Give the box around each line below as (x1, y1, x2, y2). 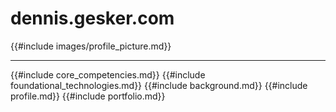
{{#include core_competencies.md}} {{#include (10, 68, 206, 81)
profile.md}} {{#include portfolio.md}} (10, 90, 166, 102)
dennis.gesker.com (10, 7, 175, 30)
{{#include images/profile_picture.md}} (10, 40, 172, 52)
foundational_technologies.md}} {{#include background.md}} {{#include (10, 79, 308, 91)
